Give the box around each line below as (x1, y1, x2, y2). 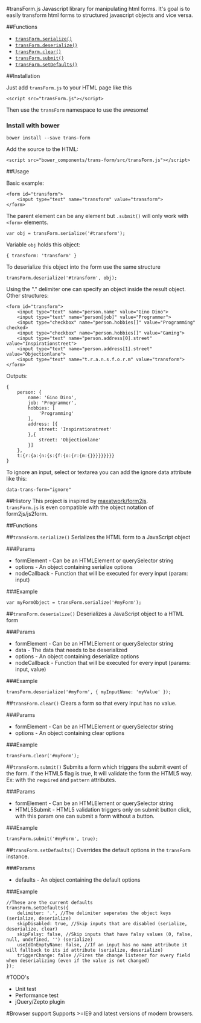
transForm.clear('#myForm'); (6, 753, 80, 759)
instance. (6, 853, 30, 860)
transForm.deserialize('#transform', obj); (6, 275, 118, 281)
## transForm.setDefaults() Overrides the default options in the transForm (6, 847, 191, 854)
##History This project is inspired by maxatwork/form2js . (6, 498, 148, 505)
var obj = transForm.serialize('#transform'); (6, 231, 126, 237)
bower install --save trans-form (6, 135, 91, 141)
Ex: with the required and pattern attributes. (6, 776, 116, 784)
